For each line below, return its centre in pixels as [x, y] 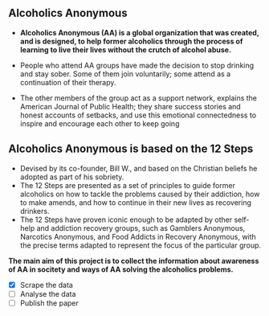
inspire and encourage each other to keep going [100, 123]
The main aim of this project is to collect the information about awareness [134, 261]
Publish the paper [49, 303]
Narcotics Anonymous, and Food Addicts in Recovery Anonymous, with [138, 236]
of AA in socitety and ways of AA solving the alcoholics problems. [121, 269]
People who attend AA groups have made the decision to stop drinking [137, 65]
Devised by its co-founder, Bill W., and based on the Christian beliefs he [139, 168]
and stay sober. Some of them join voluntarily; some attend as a [125, 74]
